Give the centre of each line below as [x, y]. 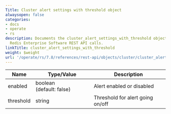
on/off [101, 104]
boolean [45, 83]
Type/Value [62, 74]
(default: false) [53, 90]
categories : [18, 19]
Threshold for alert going [123, 98]
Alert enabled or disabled [124, 86]
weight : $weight [22, 52]
